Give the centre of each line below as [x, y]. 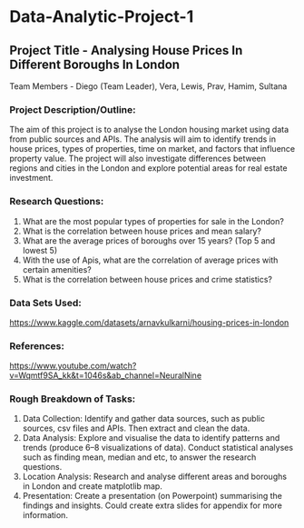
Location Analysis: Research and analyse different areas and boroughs [155, 477]
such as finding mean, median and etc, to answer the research [139, 457]
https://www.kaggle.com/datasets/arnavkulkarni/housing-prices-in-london [149, 322]
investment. [31, 178]
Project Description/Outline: [73, 109]
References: [37, 345]
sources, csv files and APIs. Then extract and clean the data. [136, 428]
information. [45, 515]
